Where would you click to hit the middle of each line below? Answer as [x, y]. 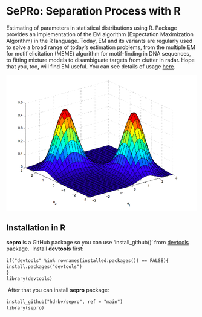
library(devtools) [29, 279]
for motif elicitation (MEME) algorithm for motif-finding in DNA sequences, [99, 53]
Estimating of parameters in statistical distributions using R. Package [92, 28]
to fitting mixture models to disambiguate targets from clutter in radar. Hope [100, 60]
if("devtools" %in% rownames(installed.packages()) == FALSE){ [88, 261]
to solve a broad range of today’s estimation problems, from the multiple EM [101, 47]
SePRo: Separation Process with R [94, 11]
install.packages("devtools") [44, 267]
